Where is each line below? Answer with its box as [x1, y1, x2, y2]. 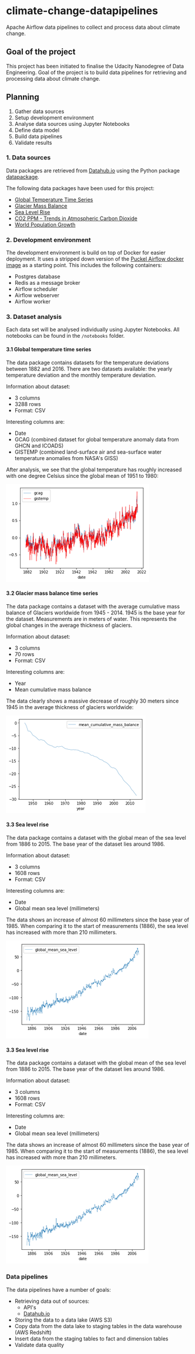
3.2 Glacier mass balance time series [6, 590, 99, 597]
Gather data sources [14, 108, 65, 115]
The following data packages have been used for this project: [6, 184, 154, 192]
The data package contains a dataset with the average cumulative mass [6, 603, 180, 610]
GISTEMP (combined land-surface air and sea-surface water [14, 448, 162, 455]
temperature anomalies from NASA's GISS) [14, 454, 119, 461]
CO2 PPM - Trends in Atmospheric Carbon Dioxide [14, 215, 138, 222]
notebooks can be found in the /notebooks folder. [6, 332, 125, 340]
